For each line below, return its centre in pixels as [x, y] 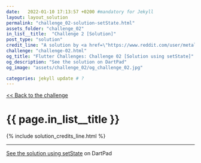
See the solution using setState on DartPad [59, 153]
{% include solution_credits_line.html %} [56, 136]
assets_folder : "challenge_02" [45, 28]
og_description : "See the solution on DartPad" [67, 62]
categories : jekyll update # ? [45, 79]
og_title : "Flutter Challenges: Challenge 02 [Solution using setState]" [100, 56]
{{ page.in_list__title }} [63, 120]
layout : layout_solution [37, 17]
